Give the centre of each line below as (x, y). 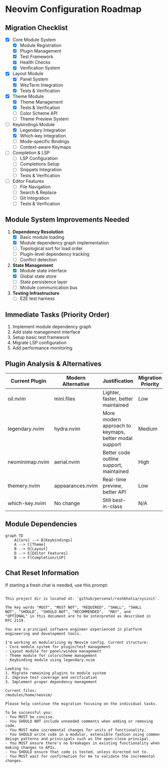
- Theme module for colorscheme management (51, 655)
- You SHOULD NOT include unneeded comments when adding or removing (79, 721)
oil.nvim (17, 399)
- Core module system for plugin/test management (58, 647)
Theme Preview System (44, 119)
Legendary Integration (43, 130)
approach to (117, 426)
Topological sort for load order (51, 248)
